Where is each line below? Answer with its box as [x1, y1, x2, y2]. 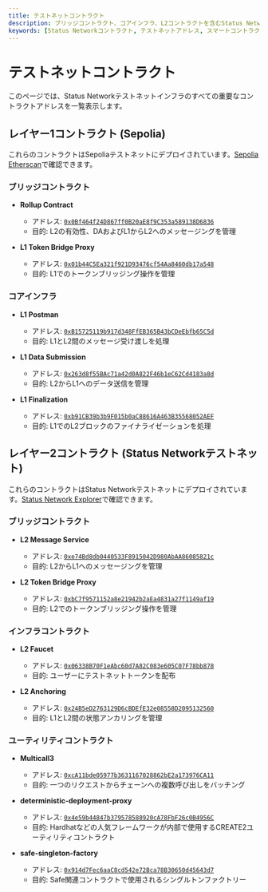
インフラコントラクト [8, 625, 90, 636]
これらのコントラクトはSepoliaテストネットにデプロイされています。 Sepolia [8, 149, 259, 160]
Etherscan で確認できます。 [8, 160, 97, 169]
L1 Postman [19, 309, 59, 319]
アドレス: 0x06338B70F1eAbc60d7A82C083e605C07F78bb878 [31, 660, 215, 671]
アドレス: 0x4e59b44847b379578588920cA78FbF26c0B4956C [31, 812, 215, 823]
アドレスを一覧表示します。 [35, 101, 127, 111]
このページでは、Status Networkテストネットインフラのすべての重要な [8, 91, 240, 101]
